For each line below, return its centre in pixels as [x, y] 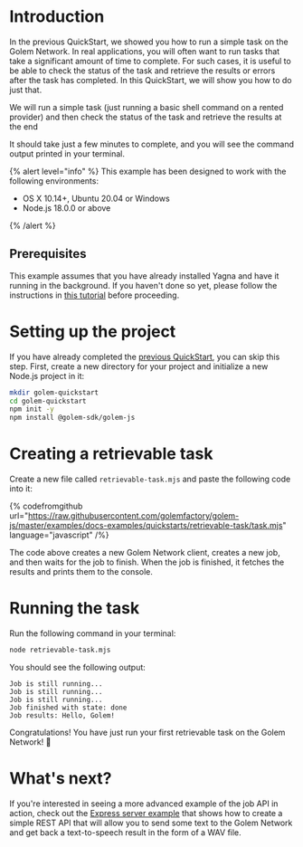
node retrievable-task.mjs [60, 650]
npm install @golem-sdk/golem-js [72, 418]
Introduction [57, 17]
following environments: [54, 181]
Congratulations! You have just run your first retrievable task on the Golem [147, 732]
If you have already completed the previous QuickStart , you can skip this [145, 357]
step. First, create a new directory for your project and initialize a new [139, 366]
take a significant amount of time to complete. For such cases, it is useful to [150, 61]
